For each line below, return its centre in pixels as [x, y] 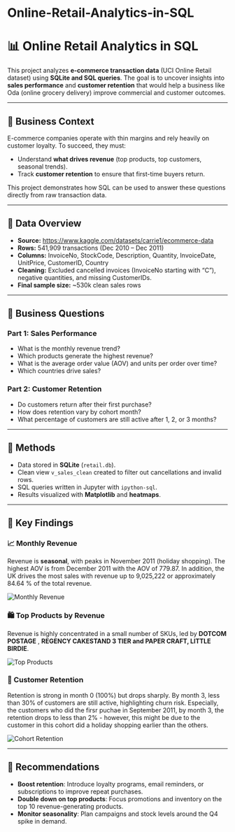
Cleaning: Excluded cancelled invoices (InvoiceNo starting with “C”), [116, 270]
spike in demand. [42, 821]
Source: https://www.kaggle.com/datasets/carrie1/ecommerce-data [115, 240]
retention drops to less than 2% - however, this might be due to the [104, 717]
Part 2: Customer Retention [55, 389]
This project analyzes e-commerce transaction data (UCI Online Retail [109, 71]
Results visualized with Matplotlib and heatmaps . [89, 494]
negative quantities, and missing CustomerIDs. [84, 277]
